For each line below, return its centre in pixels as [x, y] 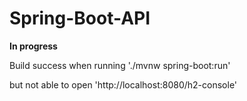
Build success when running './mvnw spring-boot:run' [120, 65]
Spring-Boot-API [80, 18]
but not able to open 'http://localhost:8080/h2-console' [123, 84]
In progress [33, 46]
